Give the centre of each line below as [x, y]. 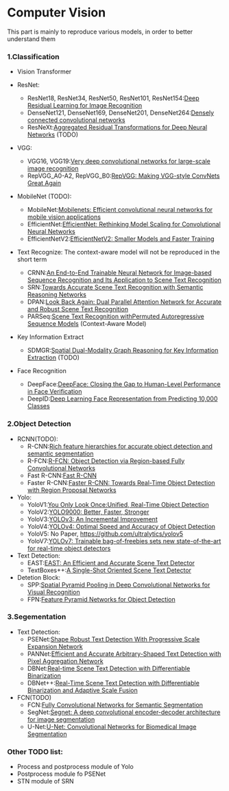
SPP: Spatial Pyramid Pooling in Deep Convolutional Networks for [119, 585]
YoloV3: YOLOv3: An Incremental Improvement [92, 519]
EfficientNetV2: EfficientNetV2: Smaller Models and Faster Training [121, 239]
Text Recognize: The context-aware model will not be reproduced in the [119, 252]
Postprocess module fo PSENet [61, 774]
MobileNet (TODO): [44, 196]
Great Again [44, 183]
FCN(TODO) [34, 697]
